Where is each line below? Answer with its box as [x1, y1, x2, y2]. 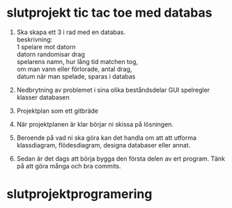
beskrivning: [16, 35, 53, 43]
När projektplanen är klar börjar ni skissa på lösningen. [16, 120, 174, 128]
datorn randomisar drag [16, 50, 85, 58]
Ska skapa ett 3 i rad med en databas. [16, 28, 126, 36]
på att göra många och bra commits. [16, 161, 121, 170]
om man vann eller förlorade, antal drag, [16, 65, 132, 73]
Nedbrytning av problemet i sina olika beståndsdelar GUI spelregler [16, 86, 210, 94]
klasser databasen [16, 93, 70, 102]
